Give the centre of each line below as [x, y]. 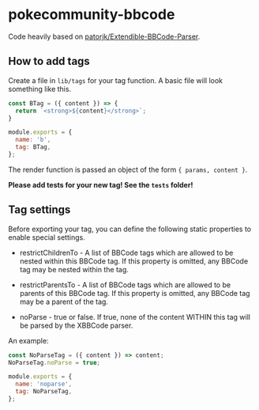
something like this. [40, 89]
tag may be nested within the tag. [74, 269]
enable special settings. [47, 237]
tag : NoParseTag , [44, 392]
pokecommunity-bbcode [92, 15]
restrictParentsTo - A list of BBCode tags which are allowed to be [125, 285]
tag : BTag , [33, 147]
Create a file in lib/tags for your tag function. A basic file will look [116, 80]
